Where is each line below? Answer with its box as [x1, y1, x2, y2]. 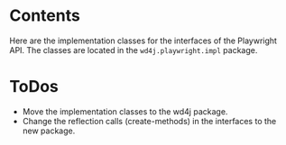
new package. [22, 125, 76, 136]
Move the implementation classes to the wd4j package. [22, 105, 228, 117]
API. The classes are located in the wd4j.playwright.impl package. [9, 44, 258, 55]
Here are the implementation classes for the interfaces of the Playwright [9, 35, 278, 46]
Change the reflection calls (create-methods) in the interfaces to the [22, 115, 277, 126]
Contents [9, 5, 81, 26]
